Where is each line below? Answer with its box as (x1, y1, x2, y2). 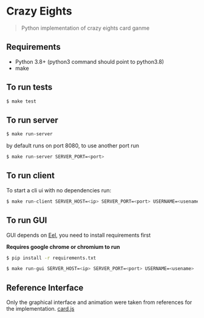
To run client (6, 171, 55, 181)
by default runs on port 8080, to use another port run (6, 142, 140, 149)
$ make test (6, 98, 36, 104)
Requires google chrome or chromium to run (6, 243, 120, 250)
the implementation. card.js (6, 305, 75, 313)
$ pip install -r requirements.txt (6, 255, 97, 261)
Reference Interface (6, 282, 84, 293)
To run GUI (6, 215, 47, 226)
